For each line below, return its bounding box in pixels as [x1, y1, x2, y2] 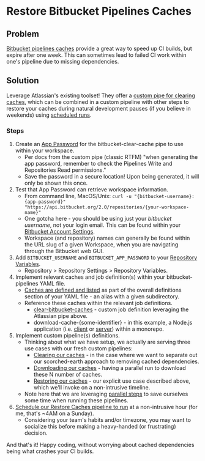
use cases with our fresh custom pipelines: [24, 345, 133, 352]
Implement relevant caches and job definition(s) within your [15, 273, 165, 281]
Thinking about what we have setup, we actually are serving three [24, 338, 191, 346]
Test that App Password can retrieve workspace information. [15, 186, 168, 193]
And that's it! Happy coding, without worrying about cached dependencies [6, 441, 195, 449]
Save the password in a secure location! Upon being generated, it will [24, 173, 199, 180]
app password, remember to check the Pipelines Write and [24, 160, 173, 168]
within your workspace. [15, 147, 75, 154]
